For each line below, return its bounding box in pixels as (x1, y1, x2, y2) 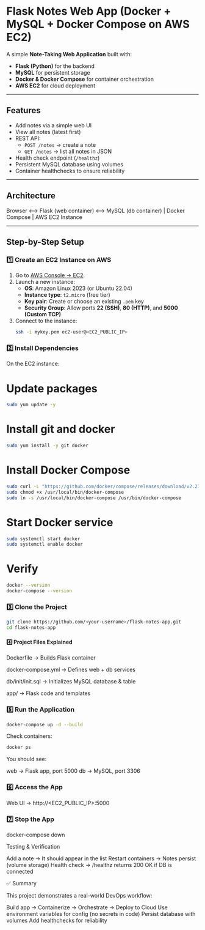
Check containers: (6, 732, 52, 740)
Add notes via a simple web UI (15, 121, 92, 129)
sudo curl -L (6, 483, 40, 489)
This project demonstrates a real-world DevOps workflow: (6, 891, 153, 899)
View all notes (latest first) (15, 128, 81, 135)
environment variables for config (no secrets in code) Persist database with (6, 910, 196, 917)
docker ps (6, 745, 32, 751)
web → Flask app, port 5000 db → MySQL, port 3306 (6, 767, 140, 775)
